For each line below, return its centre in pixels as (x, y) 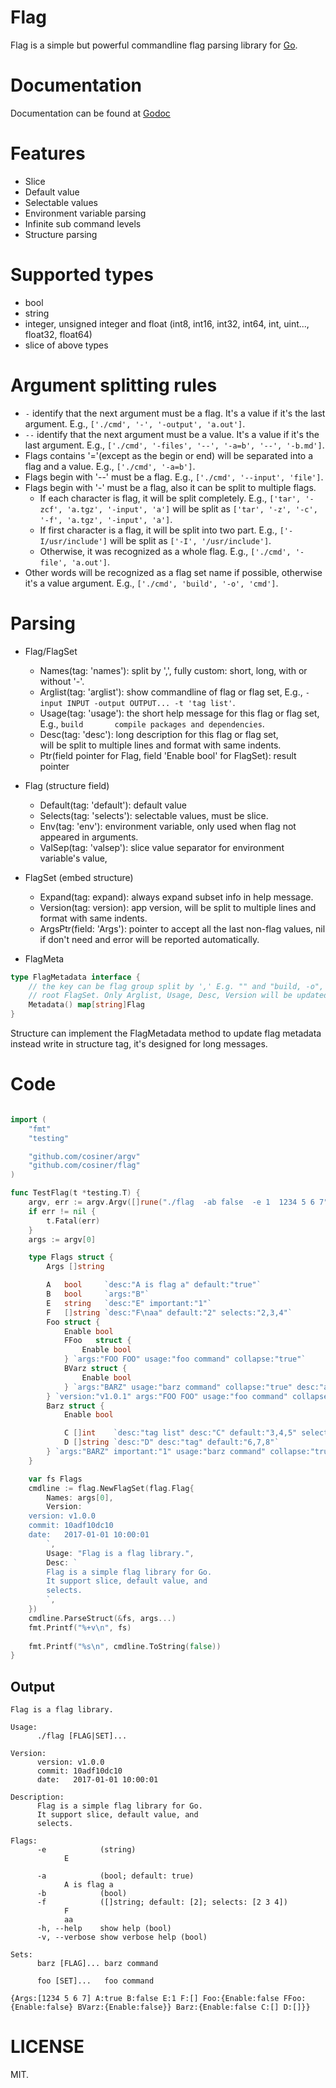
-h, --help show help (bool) (104, 1929)
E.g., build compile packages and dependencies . (152, 723)
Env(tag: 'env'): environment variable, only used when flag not (168, 826)
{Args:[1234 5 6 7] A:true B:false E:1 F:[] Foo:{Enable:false (145, 1999)
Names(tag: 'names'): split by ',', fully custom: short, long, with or (173, 670)
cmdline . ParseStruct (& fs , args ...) (102, 1618)
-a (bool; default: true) (115, 1876)
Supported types (82, 275)
